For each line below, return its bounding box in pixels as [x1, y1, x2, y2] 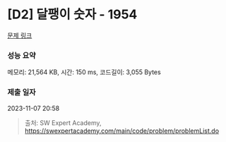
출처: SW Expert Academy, [24, 118, 102, 127]
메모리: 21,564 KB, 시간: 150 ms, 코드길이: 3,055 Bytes [7, 68, 161, 76]
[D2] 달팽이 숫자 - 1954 [7, 6, 138, 23]
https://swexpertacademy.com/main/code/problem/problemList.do [24, 126, 220, 135]
